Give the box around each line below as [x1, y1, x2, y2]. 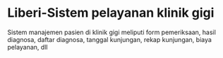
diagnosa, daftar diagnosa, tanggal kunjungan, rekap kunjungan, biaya [7, 35, 212, 43]
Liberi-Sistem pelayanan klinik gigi [7, 5, 215, 21]
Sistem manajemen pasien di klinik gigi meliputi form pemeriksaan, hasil [7, 28, 217, 36]
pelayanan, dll [7, 43, 48, 51]
